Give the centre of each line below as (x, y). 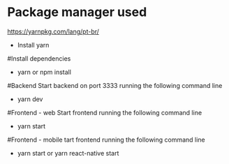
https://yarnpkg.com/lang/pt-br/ (53, 31)
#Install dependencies (39, 58)
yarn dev (30, 99)
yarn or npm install (44, 72)
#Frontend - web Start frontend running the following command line (105, 112)
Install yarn (33, 45)
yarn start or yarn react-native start (68, 153)
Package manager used (77, 12)
